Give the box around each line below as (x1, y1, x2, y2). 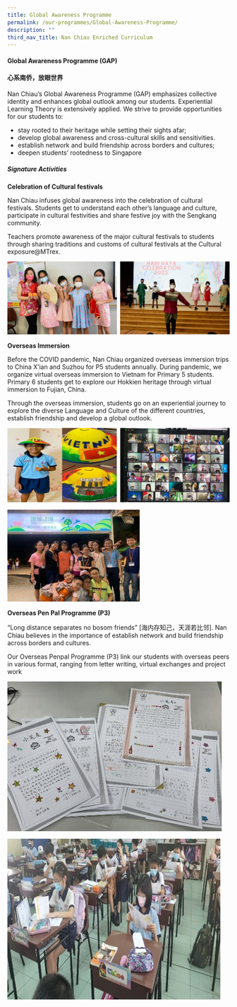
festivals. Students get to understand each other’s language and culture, (7, 204, 217, 212)
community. (7, 219, 42, 228)
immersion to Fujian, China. (7, 385, 87, 394)
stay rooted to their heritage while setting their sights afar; (17, 126, 187, 134)
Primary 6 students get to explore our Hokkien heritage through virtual (7, 378, 212, 387)
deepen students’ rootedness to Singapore (17, 148, 142, 157)
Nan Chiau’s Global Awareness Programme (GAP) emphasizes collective (7, 90, 217, 98)
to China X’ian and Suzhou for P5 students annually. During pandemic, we (7, 363, 222, 371)
